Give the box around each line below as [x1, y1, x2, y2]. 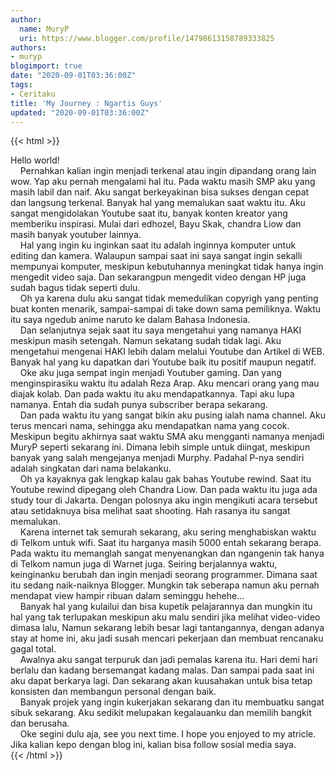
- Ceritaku [10, 89, 56, 99]
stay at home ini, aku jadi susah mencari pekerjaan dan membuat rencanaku [10, 632, 324, 645]
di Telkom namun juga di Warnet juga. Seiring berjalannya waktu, [10, 558, 278, 570]
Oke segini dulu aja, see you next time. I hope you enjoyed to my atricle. [19, 728, 317, 740]
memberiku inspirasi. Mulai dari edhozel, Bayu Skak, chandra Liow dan [10, 218, 302, 230]
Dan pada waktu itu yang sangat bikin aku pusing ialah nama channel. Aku [19, 409, 326, 421]
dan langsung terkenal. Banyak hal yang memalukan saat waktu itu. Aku [10, 197, 306, 209]
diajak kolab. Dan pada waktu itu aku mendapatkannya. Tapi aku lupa [10, 388, 295, 400]
